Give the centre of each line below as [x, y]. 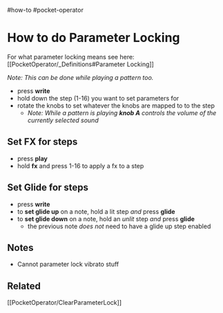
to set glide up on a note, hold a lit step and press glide [96, 211]
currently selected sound [63, 120]
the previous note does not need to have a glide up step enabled [119, 226]
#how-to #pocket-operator [46, 10]
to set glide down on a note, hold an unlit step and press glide [106, 219]
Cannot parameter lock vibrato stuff [68, 264]
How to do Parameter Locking [94, 38]
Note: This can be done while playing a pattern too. [80, 77]
